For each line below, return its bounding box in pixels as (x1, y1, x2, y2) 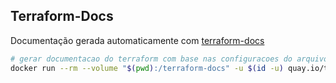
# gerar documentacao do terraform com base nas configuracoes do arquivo (10, 54, 329, 64)
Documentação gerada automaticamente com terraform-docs (10, 34, 265, 46)
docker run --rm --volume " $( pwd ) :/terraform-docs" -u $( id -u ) (10, 63, 284, 73)
